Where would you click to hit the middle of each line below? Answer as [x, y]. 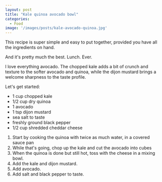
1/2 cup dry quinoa [31, 101]
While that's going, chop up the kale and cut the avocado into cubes [82, 148]
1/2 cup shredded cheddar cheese [47, 128]
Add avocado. [27, 169]
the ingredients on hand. [30, 47]
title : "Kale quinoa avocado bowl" [42, 14]
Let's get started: [23, 87]
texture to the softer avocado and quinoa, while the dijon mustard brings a [81, 72]
